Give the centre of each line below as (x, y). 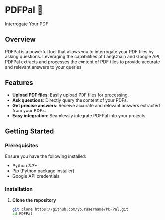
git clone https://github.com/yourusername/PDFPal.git (70, 209)
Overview (21, 39)
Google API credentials (36, 176)
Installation (19, 189)
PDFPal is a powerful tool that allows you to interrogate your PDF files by (80, 51)
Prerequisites (22, 145)
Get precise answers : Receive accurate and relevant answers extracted (86, 105)
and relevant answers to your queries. (44, 67)
